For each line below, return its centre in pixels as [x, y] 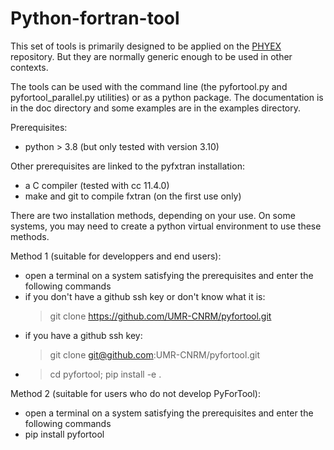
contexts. [29, 67]
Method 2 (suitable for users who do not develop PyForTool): [135, 393]
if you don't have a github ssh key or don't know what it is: [145, 296]
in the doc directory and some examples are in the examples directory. [156, 108]
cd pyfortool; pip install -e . [105, 374]
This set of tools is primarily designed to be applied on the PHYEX [146, 46]
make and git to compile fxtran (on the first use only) [133, 196]
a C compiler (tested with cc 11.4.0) [97, 185]
